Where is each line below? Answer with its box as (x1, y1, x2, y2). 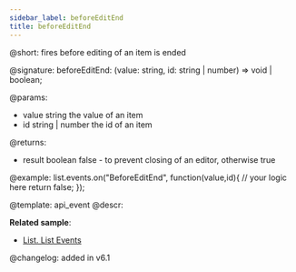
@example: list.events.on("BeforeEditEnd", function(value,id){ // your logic (9, 172, 288, 183)
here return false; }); (9, 181, 85, 192)
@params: (9, 92, 48, 103)
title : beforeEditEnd (9, 22, 92, 31)
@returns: (9, 136, 47, 147)
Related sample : (9, 217, 72, 227)
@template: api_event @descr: (9, 199, 124, 210)
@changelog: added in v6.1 (9, 252, 111, 263)
